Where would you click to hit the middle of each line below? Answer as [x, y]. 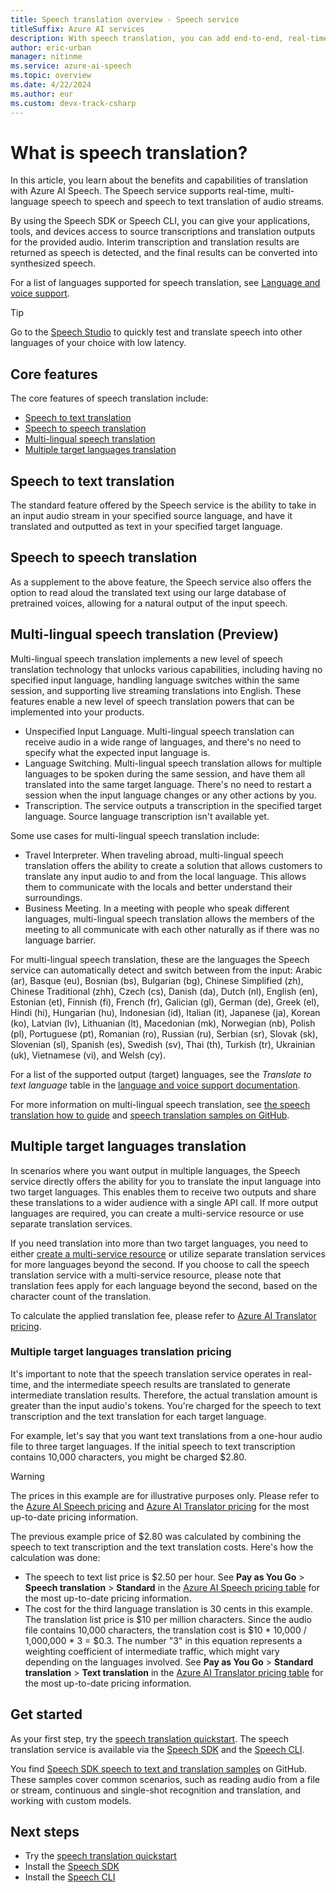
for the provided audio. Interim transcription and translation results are [155, 242]
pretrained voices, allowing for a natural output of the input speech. [149, 603]
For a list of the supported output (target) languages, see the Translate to [161, 1074]
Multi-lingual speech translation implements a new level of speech [146, 658]
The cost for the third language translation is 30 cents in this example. [169, 1608]
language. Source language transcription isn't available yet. [147, 816]
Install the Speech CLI [70, 1877]
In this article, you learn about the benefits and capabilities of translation [159, 180]
